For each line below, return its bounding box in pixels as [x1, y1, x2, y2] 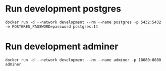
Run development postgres [5, 3, 121, 15]
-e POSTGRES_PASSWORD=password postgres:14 [5, 24, 98, 29]
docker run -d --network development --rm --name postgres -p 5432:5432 [5, 20, 161, 25]
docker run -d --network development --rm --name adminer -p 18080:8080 [5, 57, 161, 62]
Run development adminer [5, 41, 119, 52]
